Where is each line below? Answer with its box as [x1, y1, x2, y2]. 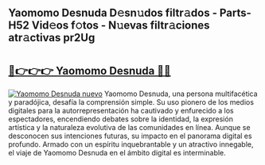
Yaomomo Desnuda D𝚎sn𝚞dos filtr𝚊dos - [8, 6, 217, 20]
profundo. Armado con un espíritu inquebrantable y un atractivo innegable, [8, 140, 254, 149]
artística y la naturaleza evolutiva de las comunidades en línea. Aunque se [8, 123, 251, 132]
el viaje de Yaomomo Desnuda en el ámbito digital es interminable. [8, 148, 227, 157]
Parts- [219, 6, 252, 20]
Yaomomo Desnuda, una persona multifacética [103, 89, 258, 98]
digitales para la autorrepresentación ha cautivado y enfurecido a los [8, 106, 234, 115]
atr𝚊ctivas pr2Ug [8, 31, 95, 44]
